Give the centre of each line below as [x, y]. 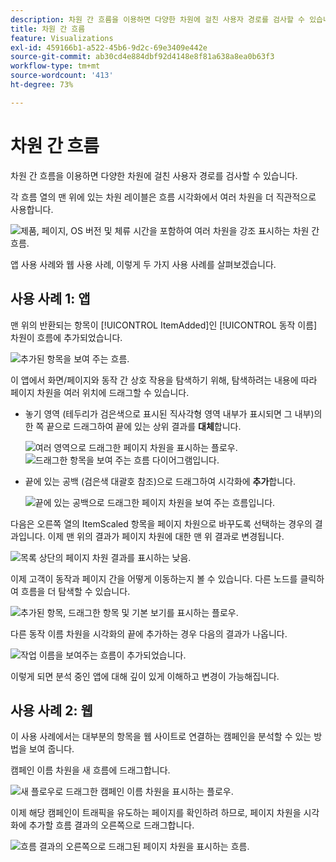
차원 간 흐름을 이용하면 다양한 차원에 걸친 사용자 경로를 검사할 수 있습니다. [154, 175]
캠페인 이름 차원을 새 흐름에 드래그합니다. [90, 770]
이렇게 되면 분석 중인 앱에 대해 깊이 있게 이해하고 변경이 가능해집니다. [145, 676]
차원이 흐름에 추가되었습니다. [66, 337]
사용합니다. [32, 209]
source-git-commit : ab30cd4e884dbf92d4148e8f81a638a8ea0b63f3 [142, 57]
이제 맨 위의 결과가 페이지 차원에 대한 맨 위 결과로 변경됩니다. [166, 536]
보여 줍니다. [51, 749]
